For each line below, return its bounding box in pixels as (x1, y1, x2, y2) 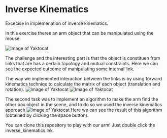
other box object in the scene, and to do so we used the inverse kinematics (5, 101, 162, 107)
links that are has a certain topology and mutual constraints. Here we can (5, 60, 158, 66)
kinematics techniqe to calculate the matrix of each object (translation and (5, 81, 161, 87)
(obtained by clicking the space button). (5, 112, 89, 118)
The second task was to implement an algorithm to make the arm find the (5, 96, 158, 102)
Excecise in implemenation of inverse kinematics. (5, 20, 108, 26)
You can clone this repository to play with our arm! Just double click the (5, 122, 156, 128)
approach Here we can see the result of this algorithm (5, 107, 162, 113)
